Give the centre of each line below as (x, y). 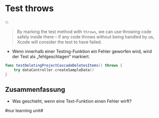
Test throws (30, 8)
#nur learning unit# (24, 111)
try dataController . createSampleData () (54, 70)
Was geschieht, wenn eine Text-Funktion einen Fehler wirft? (72, 101)
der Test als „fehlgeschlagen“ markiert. (51, 56)
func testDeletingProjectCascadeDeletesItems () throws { (64, 65)
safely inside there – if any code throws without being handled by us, (86, 36)
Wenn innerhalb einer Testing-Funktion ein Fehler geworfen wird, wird (82, 51)
